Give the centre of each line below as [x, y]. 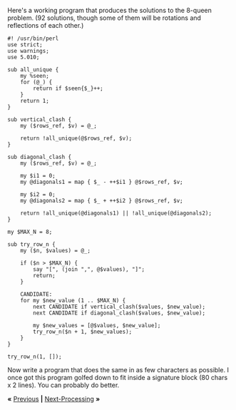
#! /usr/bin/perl [33, 39]
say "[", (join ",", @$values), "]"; [89, 270]
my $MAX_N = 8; [30, 232]
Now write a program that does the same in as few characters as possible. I [118, 370]
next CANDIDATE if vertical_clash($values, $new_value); [119, 307]
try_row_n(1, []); [35, 357]
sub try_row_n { [31, 245]
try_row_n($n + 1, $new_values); [83, 332]
